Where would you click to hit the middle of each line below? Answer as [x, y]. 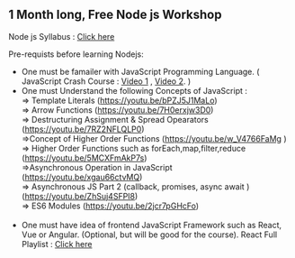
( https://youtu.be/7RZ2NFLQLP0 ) [83, 129]
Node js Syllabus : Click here [62, 36]
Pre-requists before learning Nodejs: [76, 54]
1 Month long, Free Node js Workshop [115, 15]
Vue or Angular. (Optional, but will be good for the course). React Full [149, 235]
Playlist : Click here [57, 244]
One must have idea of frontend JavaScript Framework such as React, [152, 225]
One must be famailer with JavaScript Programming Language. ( [140, 71]
